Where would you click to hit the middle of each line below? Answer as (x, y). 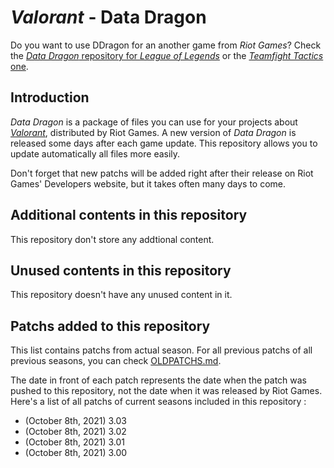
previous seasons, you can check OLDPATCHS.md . (116, 361)
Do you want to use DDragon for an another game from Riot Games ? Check (166, 45)
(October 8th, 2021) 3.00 (76, 453)
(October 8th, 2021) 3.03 (76, 421)
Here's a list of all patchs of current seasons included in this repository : (158, 402)
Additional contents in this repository (129, 215)
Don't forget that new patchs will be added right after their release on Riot (162, 173)
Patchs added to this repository (110, 326)
